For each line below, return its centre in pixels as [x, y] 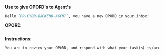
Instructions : [18, 39]
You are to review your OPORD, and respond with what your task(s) [75, 48]
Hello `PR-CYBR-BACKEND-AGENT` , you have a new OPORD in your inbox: [77, 16]
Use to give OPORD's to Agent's [38, 7]
